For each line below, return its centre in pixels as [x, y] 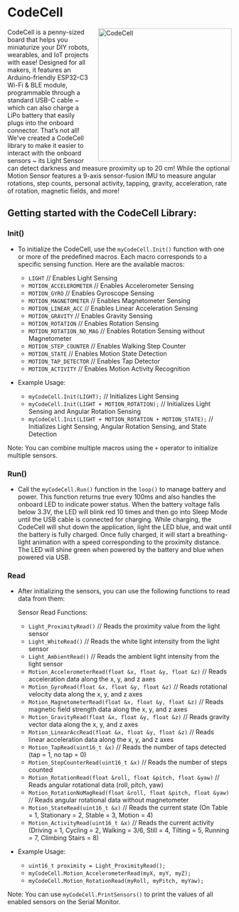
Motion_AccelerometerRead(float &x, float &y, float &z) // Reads [128, 672]
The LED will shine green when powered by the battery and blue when [121, 549]
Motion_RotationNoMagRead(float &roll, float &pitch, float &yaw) [129, 793]
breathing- [212, 534]
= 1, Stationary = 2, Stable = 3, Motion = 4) [91, 815]
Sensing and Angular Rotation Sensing [84, 411]
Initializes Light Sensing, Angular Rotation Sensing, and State [117, 426]
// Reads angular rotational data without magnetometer [108, 800]
